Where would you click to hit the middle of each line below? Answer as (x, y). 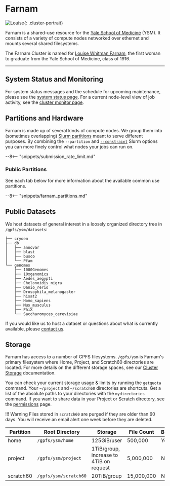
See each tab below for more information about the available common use (82, 180)
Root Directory (62, 432)
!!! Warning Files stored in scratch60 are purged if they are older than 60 (80, 414)
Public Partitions (26, 169)
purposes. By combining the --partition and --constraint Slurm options (81, 141)
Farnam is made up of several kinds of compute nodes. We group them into (84, 130)
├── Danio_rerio (32, 287)
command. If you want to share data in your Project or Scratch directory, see (85, 399)
